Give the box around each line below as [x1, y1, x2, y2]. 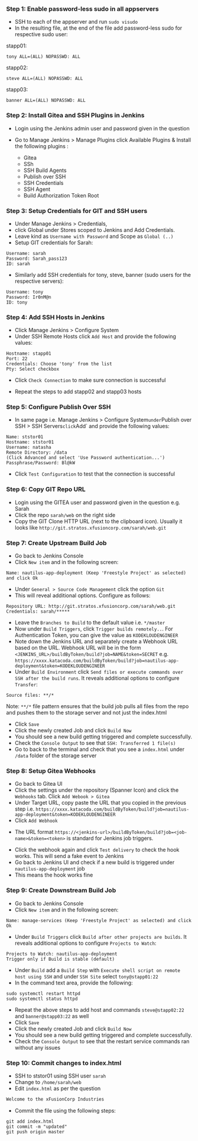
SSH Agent [23, 186, 51, 193]
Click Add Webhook [14, 817, 58, 824]
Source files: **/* [6, 693, 54, 699]
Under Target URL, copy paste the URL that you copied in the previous [14, 799, 187, 807]
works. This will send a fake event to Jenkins [14, 853, 124, 860]
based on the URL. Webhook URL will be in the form [14, 644, 141, 651]
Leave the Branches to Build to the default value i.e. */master [14, 619, 165, 626]
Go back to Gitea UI [14, 780, 63, 788]
